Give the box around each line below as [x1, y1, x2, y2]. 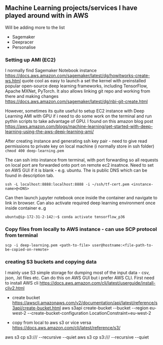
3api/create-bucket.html [12, 305, 61, 311]
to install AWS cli [5, 280, 39, 286]
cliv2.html [5, 285, 25, 291]
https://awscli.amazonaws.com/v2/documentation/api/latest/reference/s [12, 300, 158, 306]
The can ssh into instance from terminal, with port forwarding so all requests [5, 157, 159, 163]
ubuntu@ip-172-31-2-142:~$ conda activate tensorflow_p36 [5, 214, 125, 220]
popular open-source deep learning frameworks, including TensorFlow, [5, 83, 148, 89]
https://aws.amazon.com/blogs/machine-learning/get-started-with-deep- [5, 124, 153, 130]
